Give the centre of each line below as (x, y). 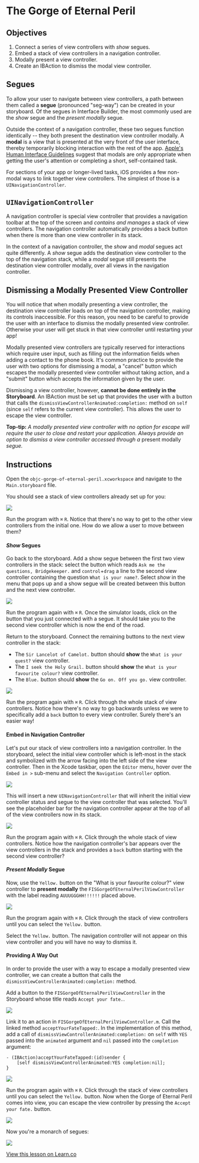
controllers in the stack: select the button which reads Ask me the (86, 565)
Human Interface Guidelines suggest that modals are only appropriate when (99, 154)
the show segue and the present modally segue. (65, 117)
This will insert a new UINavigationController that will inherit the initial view (98, 796)
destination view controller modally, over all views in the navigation (88, 265)
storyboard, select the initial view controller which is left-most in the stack (96, 754)
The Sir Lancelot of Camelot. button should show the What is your (98, 654)
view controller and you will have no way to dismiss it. (72, 942)
